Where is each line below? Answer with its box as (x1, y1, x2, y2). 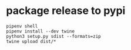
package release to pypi (6, 4, 126, 17)
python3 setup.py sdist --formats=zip (6, 33, 101, 39)
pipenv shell (6, 23, 38, 29)
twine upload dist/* (6, 38, 57, 44)
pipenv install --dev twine (6, 28, 75, 34)
